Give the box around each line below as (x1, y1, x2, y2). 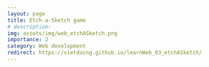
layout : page (7, 10, 46, 17)
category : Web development (7, 43, 86, 50)
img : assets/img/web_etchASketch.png (7, 29, 118, 37)
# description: (7, 23, 52, 30)
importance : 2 (7, 36, 49, 43)
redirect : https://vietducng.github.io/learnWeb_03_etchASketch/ (7, 50, 202, 57)
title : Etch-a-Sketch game (7, 17, 86, 24)
